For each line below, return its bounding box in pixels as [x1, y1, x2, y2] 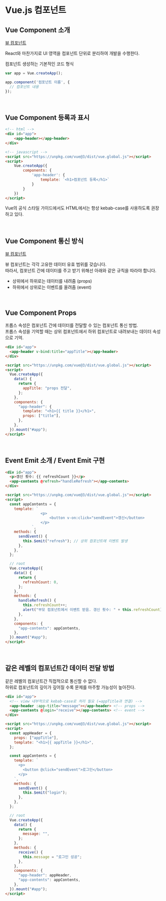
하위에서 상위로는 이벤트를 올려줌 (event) [12, 284, 92, 290]
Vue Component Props [5, 308, 77, 317]
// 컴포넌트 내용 [9, 84, 39, 89]
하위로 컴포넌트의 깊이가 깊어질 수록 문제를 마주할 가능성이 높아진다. [5, 684, 136, 690]
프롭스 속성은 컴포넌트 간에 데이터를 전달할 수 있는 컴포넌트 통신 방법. [5, 322, 138, 328]
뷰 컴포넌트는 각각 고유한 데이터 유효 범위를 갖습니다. [5, 261, 107, 267]
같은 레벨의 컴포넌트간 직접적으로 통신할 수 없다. [5, 678, 98, 684]
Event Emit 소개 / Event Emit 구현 [5, 456, 105, 465]
